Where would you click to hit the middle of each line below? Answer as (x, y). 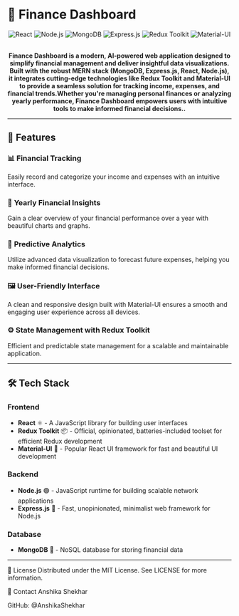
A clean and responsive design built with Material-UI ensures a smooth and (117, 304)
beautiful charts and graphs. (49, 225)
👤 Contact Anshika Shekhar (48, 592)
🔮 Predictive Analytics (46, 244)
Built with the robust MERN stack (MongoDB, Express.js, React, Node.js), (119, 71)
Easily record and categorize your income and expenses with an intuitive (114, 177)
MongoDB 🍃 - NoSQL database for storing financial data (100, 550)
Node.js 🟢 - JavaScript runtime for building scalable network (108, 490)
